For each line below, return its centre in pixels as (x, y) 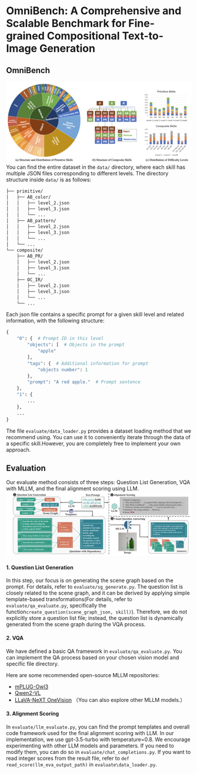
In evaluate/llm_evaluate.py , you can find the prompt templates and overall (98, 727)
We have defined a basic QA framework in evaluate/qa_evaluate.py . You (94, 651)
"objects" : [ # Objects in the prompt (76, 345)
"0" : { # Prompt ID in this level (60, 339)
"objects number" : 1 (63, 370)
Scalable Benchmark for (66, 23)
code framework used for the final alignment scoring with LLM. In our (90, 733)
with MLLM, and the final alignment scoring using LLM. (73, 489)
